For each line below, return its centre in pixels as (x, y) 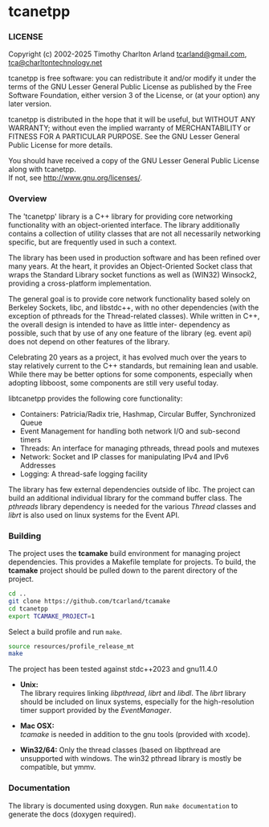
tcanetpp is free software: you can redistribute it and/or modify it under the (132, 78)
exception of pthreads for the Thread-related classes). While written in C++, (134, 315)
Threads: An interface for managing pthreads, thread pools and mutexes (139, 448)
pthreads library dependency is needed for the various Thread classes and (132, 506)
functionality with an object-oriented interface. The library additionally (124, 224)
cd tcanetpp (28, 609)
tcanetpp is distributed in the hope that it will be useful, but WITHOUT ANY (132, 120)
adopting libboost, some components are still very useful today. (114, 383)
